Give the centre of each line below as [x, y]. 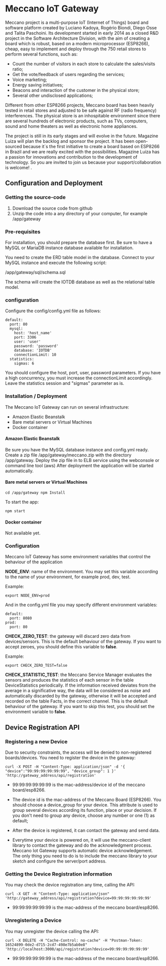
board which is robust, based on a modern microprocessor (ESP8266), [77, 43]
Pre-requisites [23, 232]
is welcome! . [19, 168]
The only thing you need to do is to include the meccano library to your [85, 856]
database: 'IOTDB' [33, 351]
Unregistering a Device [33, 920]
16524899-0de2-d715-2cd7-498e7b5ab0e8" [46, 945]
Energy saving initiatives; [38, 85]
